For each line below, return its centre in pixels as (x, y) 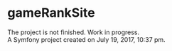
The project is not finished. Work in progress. (74, 32)
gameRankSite (51, 13)
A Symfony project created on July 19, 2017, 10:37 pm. (86, 39)
